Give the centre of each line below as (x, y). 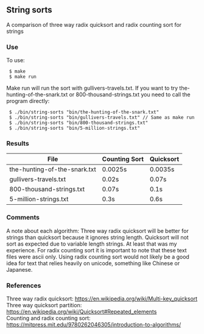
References (24, 285)
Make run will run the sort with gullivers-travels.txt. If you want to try (92, 88)
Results (18, 144)
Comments (23, 218)
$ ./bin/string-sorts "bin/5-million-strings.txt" (74, 128)
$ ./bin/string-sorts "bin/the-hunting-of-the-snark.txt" (84, 112)
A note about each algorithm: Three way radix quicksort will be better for (97, 230)
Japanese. (19, 269)
